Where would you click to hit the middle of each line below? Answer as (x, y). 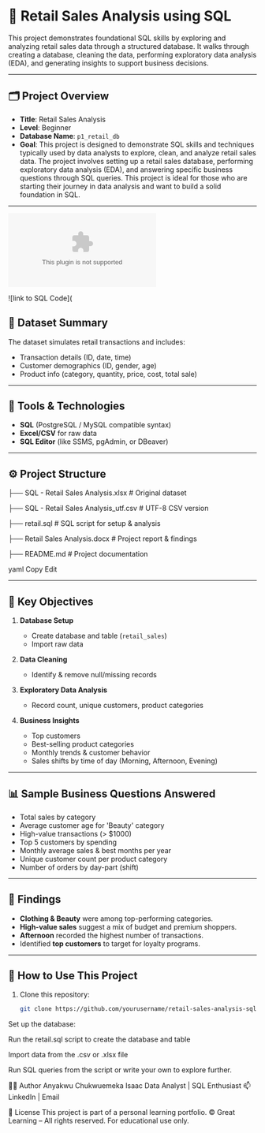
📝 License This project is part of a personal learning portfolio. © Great (121, 1113)
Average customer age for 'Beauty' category (92, 825)
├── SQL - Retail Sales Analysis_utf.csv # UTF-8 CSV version (108, 509)
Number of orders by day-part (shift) (79, 867)
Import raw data (58, 644)
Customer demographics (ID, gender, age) (88, 365)
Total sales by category (58, 817)
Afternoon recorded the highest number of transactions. (111, 935)
